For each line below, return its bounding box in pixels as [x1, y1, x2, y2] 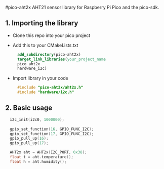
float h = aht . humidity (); [10, 159, 67, 164]
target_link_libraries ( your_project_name [17, 57, 106, 62]
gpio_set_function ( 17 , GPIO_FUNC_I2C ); [10, 131, 94, 136]
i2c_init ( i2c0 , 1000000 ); [10, 117, 65, 122]
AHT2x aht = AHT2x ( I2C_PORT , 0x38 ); [10, 150, 87, 155]
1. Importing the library [5, 19, 78, 27]
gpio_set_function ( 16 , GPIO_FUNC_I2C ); [10, 126, 94, 132]
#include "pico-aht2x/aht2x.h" [17, 85, 84, 90]
